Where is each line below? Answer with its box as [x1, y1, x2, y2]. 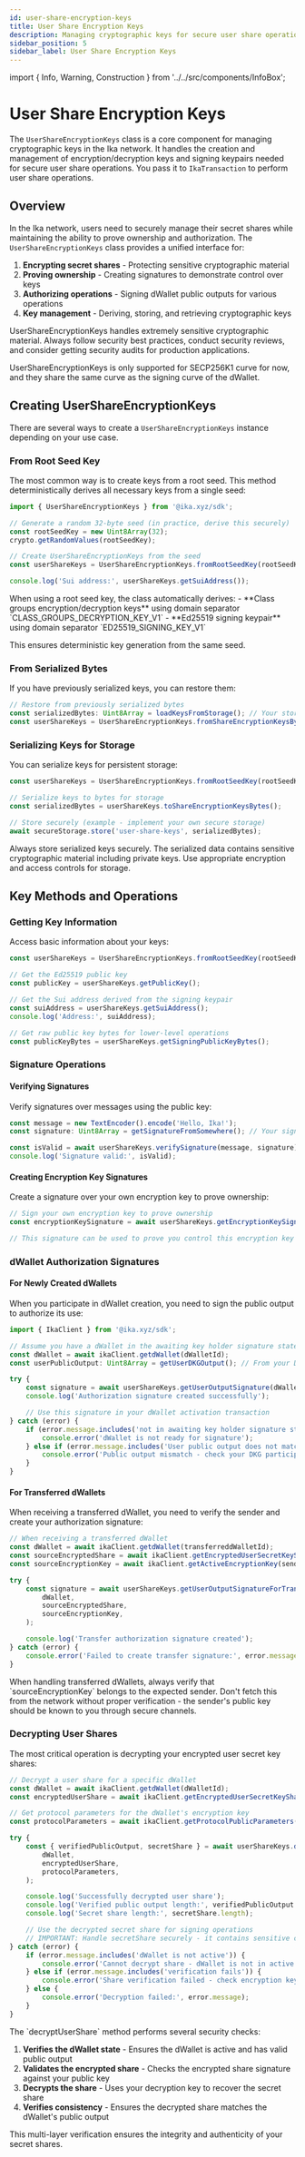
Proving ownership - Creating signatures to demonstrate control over [22, 269, 284, 279]
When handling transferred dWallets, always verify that [9, 1676, 215, 1687]
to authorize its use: [9, 1308, 84, 1319]
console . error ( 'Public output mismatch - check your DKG [42, 1450, 261, 1459]
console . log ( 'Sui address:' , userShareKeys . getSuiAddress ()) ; [9, 577, 250, 586]
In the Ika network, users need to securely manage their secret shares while [9, 222, 293, 233]
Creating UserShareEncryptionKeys [9, 398, 217, 414]
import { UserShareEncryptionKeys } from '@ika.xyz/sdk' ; [9, 502, 233, 511]
